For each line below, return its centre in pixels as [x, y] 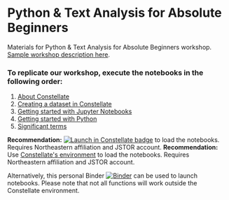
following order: [35, 81]
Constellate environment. [43, 191]
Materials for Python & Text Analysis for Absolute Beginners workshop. [110, 47]
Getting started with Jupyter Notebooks [75, 112]
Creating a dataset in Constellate [64, 104]
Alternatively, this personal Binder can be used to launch [103, 176]
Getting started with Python [57, 119]
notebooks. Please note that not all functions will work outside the [102, 183]
